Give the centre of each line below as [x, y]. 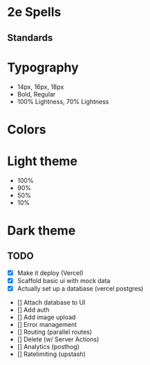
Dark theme [41, 230]
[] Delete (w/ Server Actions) [58, 339]
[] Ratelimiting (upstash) [51, 354]
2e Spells [34, 12]
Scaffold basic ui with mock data [64, 280]
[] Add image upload [46, 317]
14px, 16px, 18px [40, 87]
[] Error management [47, 324]
